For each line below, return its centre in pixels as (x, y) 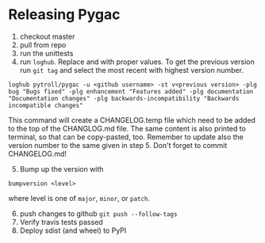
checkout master (47, 36)
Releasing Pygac (64, 15)
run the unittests (46, 53)
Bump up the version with (61, 169)
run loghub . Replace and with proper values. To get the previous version (137, 62)
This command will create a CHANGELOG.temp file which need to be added (132, 120)
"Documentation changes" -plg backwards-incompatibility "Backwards (124, 98)
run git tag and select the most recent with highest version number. (132, 70)
